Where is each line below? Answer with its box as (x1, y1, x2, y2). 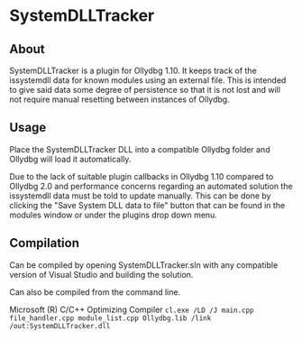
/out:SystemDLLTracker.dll (9, 321, 111, 330)
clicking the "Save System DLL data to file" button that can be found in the (9, 199, 286, 210)
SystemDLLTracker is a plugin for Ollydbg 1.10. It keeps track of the (9, 65, 257, 76)
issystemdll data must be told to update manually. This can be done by (9, 190, 271, 201)
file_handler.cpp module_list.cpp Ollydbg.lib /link (9, 313, 212, 323)
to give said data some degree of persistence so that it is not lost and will (9, 85, 281, 95)
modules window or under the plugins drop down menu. (9, 209, 218, 220)
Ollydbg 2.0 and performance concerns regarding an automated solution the (9, 180, 293, 191)
